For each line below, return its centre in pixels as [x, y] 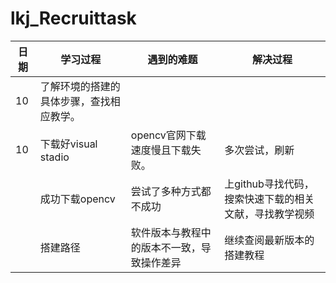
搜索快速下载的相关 [269, 199]
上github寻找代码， [269, 184]
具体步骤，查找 [75, 101]
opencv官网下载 [168, 135]
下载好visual [68, 144]
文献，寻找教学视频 [269, 214]
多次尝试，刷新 [259, 150]
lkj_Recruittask [73, 18]
